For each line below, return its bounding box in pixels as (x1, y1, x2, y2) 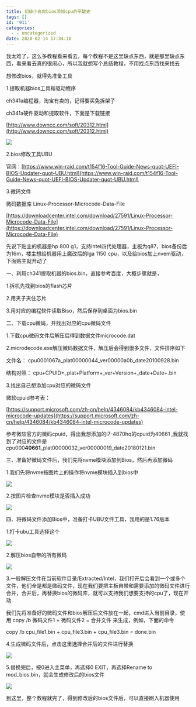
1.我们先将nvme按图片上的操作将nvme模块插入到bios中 (6, 469, 139, 476)
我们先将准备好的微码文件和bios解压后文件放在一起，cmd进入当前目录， (6, 609, 180, 616)
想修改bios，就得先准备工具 (6, 73, 73, 79)
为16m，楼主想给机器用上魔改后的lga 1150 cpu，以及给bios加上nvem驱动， (6, 250, 187, 257)
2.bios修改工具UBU (6, 150, 52, 157)
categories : (6, 25, 35, 31)
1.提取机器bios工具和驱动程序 (6, 85, 76, 91)
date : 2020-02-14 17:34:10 (6, 36, 72, 42)
